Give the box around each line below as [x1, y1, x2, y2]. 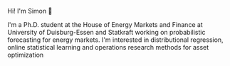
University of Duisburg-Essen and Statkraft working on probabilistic [7, 28, 206, 36]
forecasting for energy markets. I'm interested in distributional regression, [7, 35, 224, 44]
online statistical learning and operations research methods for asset [7, 43, 209, 51]
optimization [7, 50, 44, 59]
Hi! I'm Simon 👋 [7, 7, 53, 15]
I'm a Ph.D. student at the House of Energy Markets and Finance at [7, 21, 203, 28]
